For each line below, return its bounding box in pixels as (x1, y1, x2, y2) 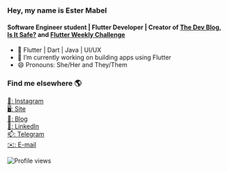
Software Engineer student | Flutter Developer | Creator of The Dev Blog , (7, 23, 222, 31)
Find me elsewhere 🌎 (7, 79, 82, 89)
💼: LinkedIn (7, 122, 40, 131)
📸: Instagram (7, 97, 44, 105)
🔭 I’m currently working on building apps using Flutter (17, 53, 172, 61)
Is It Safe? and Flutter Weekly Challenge (7, 30, 126, 38)
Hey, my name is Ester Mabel (7, 6, 107, 15)
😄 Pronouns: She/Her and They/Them (17, 61, 128, 69)
